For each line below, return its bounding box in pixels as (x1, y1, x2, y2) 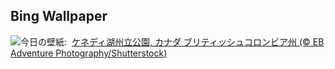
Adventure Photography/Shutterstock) (10, 47, 168, 59)
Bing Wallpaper (10, 8, 108, 25)
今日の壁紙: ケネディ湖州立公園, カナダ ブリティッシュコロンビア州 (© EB (20, 35, 325, 48)
